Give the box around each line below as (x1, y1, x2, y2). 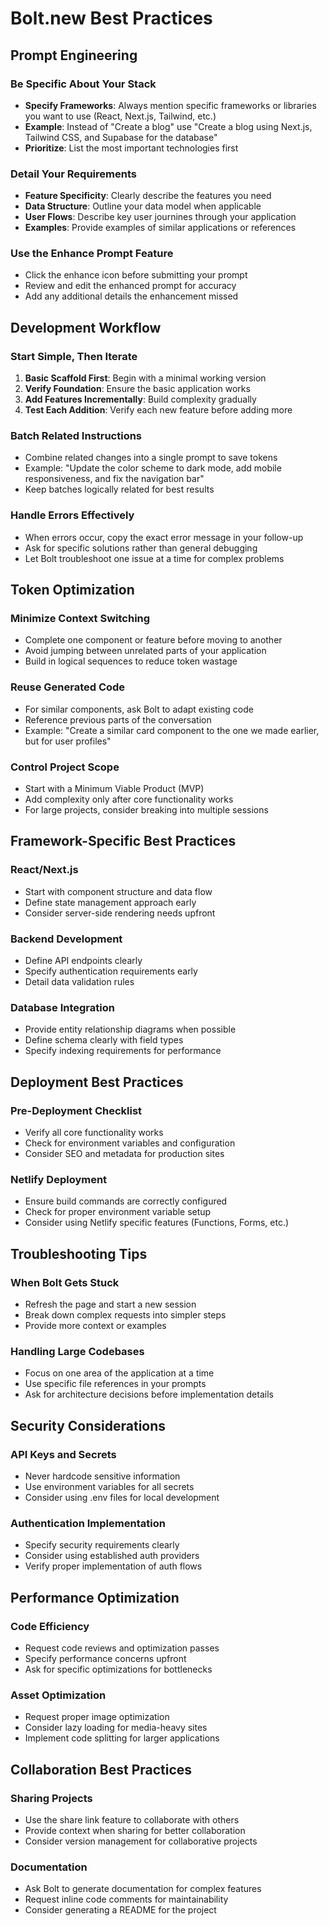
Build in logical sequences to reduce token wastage (24, 655, 238, 667)
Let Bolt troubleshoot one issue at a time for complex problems (24, 552, 285, 564)
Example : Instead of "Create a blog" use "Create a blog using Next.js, (24, 120, 313, 132)
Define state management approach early (24, 896, 197, 908)
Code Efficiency (10, 1619, 90, 1633)
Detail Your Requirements (10, 167, 137, 181)
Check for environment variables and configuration (24, 1137, 236, 1149)
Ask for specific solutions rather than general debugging (24, 542, 258, 554)
